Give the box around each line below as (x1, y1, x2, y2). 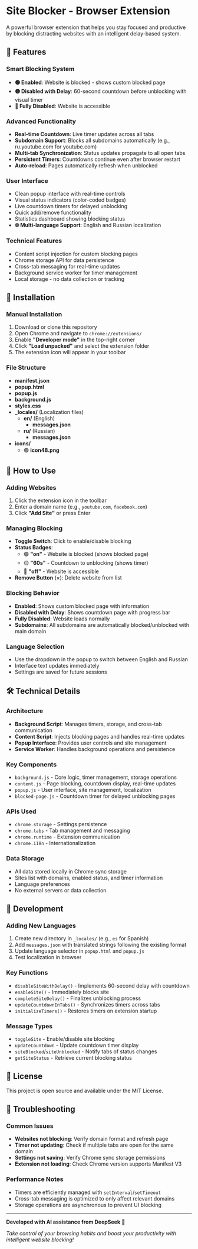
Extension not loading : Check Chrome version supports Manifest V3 (14, 1160, 182, 1167)
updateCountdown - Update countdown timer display (14, 1041, 139, 1049)
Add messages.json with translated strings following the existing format (14, 941, 187, 949)
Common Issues (6, 1122, 54, 1130)
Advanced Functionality (6, 117, 77, 125)
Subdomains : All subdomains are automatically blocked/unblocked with (14, 621, 190, 628)
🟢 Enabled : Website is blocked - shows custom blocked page (14, 79, 166, 86)
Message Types (6, 1022, 53, 1030)
